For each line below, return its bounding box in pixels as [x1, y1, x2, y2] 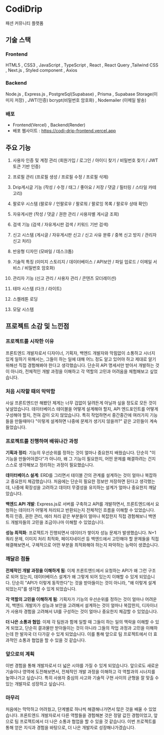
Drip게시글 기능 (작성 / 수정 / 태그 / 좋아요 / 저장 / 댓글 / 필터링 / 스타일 [12, 184, 147, 190]
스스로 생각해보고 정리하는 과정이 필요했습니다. [5, 462, 95, 468]
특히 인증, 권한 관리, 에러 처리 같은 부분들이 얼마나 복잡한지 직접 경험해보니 [5, 513, 147, 519]
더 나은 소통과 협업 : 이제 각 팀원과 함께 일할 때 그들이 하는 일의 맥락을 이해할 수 [5, 619, 154, 625]
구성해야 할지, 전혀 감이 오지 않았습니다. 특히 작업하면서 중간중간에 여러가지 [5, 412, 149, 418]
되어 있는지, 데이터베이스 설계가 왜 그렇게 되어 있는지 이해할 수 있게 [10, 573, 138, 580]
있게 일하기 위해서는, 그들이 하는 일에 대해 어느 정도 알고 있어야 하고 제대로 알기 [5, 356, 157, 362]
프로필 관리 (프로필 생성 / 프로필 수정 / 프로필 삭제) [12, 174, 109, 180]
